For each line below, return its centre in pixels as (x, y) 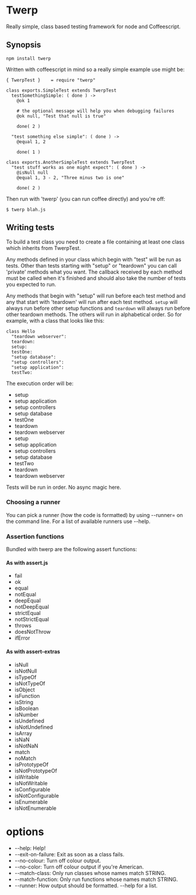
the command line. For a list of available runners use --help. (78, 521)
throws (23, 626)
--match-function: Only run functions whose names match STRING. (96, 879)
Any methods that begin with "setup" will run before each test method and (96, 295)
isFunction (27, 695)
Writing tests (30, 227)
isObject (25, 690)
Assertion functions (35, 536)
